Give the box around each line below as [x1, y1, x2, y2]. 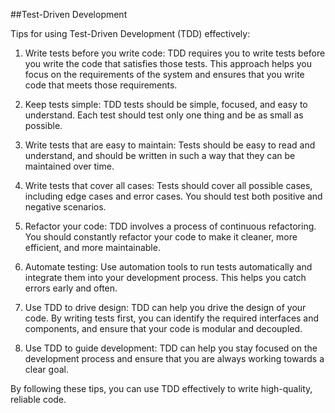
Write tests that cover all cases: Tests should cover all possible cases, [24, 180, 313, 191]
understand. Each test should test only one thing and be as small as [24, 109, 304, 121]
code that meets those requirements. [24, 79, 178, 91]
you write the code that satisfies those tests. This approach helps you [24, 58, 312, 69]
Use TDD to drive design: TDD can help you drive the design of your [24, 302, 307, 313]
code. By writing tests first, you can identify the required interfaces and [24, 312, 320, 324]
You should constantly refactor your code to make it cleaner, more [24, 231, 298, 243]
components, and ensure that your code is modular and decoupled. [24, 323, 303, 334]
